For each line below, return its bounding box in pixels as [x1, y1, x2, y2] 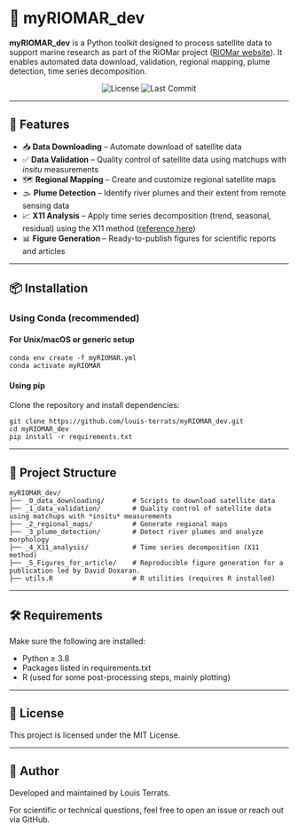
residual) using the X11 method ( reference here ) [21, 222, 197, 234]
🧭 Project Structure [9, 465, 117, 480]
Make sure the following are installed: [9, 636, 146, 647]
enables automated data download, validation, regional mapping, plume [9, 56, 271, 67]
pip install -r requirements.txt [9, 433, 133, 442]
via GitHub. [9, 813, 51, 825]
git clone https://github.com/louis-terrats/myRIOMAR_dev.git [9, 417, 244, 426]
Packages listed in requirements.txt [21, 662, 152, 674]
